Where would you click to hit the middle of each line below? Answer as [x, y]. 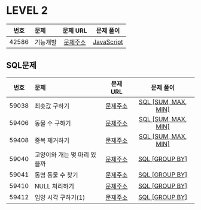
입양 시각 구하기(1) [60, 197]
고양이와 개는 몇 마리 [62, 155]
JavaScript [108, 41]
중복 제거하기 [52, 140]
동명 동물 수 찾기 [56, 175]
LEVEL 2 [27, 10]
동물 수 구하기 [53, 123]
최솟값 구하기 [52, 106]
